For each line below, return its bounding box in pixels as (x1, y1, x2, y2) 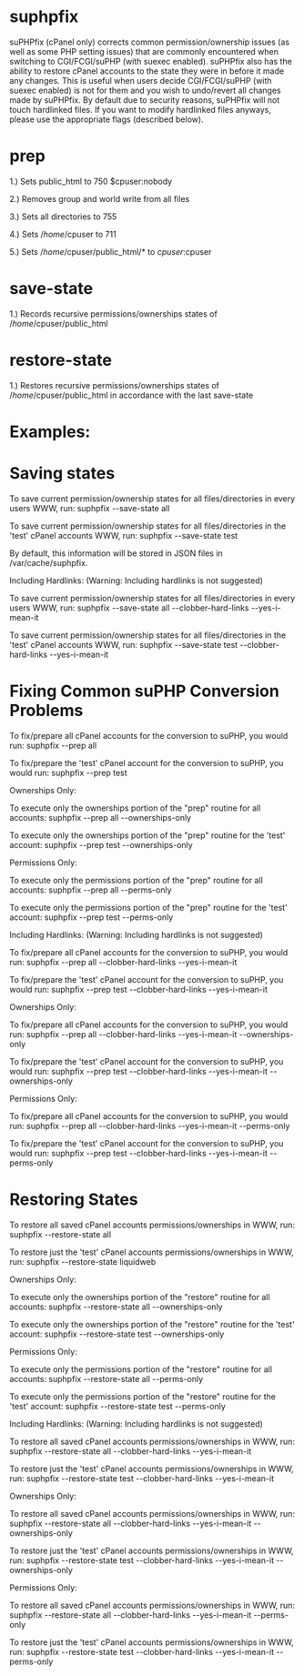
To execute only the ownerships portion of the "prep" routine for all (9, 803, 261, 813)
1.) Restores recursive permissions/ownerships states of (9, 379, 220, 390)
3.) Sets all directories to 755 (9, 211, 117, 222)
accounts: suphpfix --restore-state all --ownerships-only (9, 1301, 223, 1312)
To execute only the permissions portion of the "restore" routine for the (9, 1390, 276, 1402)
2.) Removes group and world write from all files (9, 193, 190, 204)
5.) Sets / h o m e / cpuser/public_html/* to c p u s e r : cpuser (9, 246, 212, 257)
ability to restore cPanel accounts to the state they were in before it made (9, 66, 285, 76)
